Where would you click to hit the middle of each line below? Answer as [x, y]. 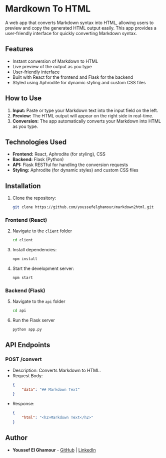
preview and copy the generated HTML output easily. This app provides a [81, 28]
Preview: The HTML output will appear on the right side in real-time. [83, 115]
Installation [23, 186]
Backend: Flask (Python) [38, 160]
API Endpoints [28, 345]
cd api [19, 311]
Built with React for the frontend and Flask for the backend [73, 77]
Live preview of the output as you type [52, 66]
